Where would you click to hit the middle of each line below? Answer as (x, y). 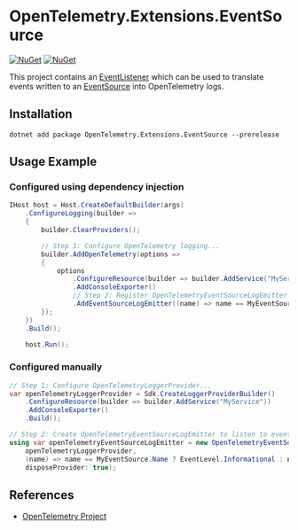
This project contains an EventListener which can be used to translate (137, 76)
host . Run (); (47, 344)
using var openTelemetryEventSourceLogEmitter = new (109, 442)
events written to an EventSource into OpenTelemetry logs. (117, 86)
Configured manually (56, 367)
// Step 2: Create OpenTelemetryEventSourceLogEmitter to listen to (138, 435)
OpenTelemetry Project (64, 517)
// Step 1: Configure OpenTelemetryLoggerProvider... (111, 386)
